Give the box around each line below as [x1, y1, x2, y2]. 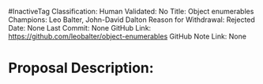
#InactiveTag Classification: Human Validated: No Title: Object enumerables [8, 7, 254, 16]
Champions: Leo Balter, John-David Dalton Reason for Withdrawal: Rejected [8, 15, 255, 24]
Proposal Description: [8, 59, 154, 77]
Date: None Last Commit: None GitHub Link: [8, 24, 152, 32]
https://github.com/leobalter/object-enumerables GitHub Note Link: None [8, 31, 247, 41]
